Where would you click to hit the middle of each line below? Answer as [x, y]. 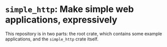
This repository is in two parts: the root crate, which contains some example [84, 33]
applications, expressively [61, 20]
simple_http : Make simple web [69, 9]
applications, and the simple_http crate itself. [52, 39]
